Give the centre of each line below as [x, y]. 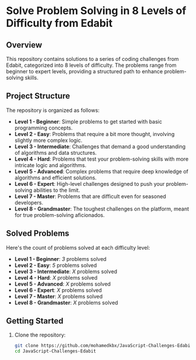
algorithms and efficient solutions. [56, 178]
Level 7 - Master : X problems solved [59, 296]
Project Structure [38, 96]
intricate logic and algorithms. [50, 165]
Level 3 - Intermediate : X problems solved [66, 271]
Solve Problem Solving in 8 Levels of [96, 11]
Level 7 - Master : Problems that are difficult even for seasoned [90, 196]
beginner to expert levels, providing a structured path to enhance [85, 71]
